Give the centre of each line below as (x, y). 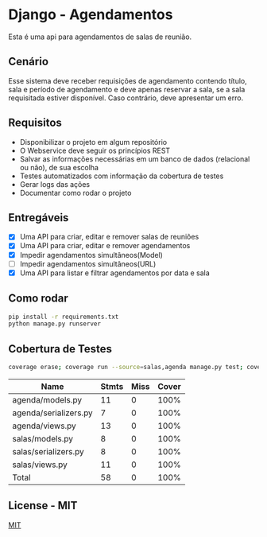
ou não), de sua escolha (59, 167)
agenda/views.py (44, 426)
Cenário (29, 62)
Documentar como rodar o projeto (75, 193)
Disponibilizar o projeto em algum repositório (93, 142)
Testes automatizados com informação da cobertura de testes (122, 176)
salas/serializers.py (48, 451)
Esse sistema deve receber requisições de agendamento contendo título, (128, 80)
